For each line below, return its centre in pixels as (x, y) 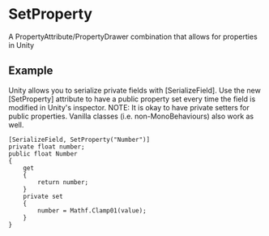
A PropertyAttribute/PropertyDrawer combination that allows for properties (133, 36)
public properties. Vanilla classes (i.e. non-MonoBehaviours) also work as (131, 116)
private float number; (47, 147)
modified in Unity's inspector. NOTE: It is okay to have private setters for (129, 107)
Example (31, 71)
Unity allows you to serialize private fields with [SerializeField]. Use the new (134, 90)
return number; (63, 182)
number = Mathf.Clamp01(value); (92, 210)
